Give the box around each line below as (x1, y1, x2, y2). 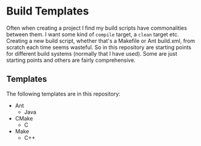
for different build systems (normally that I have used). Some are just (6, 50, 177, 57)
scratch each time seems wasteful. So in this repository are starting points (6, 44, 192, 51)
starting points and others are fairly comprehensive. (6, 56, 136, 64)
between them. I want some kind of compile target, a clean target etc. (6, 30, 179, 38)
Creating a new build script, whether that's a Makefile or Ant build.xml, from (6, 37, 196, 44)
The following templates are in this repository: (6, 90, 121, 98)
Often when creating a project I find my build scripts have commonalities (6, 24, 188, 32)
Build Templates (6, 4, 89, 18)
